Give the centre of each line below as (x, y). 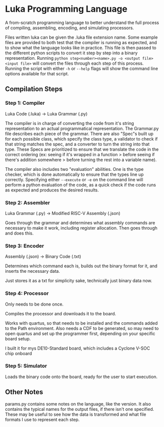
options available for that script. (37, 73)
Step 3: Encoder (24, 246)
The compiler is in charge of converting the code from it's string (70, 123)
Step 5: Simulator (26, 366)
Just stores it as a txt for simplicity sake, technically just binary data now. (79, 281)
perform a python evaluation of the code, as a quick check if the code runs (81, 185)
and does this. (19, 233)
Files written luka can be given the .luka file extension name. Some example (82, 37)
